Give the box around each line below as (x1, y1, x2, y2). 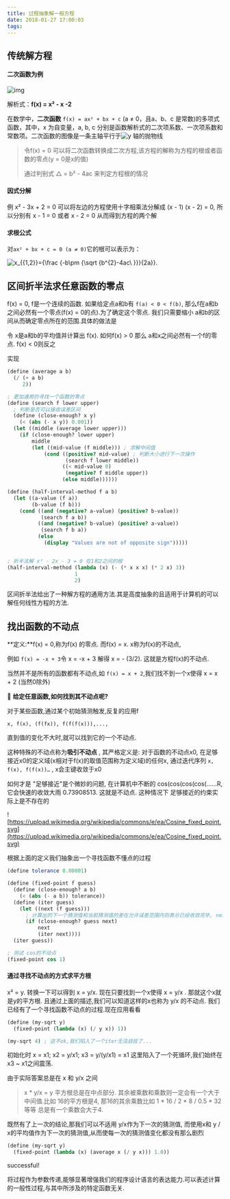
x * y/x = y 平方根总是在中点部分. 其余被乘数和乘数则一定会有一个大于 (23, 1089, 220, 1097)
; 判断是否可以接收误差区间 (13, 406, 81, 413)
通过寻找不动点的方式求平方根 (7, 972, 91, 980)
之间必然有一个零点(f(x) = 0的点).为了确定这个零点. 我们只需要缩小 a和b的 (7, 308, 214, 317)
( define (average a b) (7, 368, 72, 375)
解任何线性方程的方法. (7, 599, 70, 607)
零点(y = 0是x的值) (36, 155, 89, 163)
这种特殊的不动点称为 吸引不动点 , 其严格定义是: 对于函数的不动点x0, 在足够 (7, 748, 218, 756)
